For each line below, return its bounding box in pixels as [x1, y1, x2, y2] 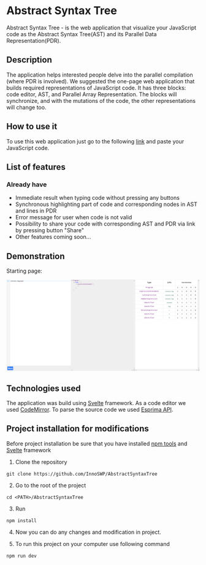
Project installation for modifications [6, 423, 149, 434]
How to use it [6, 121, 58, 132]
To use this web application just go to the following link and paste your [6, 137, 185, 145]
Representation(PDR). [6, 37, 61, 44]
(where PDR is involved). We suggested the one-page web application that [6, 77, 195, 85]
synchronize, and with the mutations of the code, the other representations [6, 97, 196, 104]
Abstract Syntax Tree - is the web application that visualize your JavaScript [6, 24, 197, 31]
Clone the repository [15, 458, 67, 466]
